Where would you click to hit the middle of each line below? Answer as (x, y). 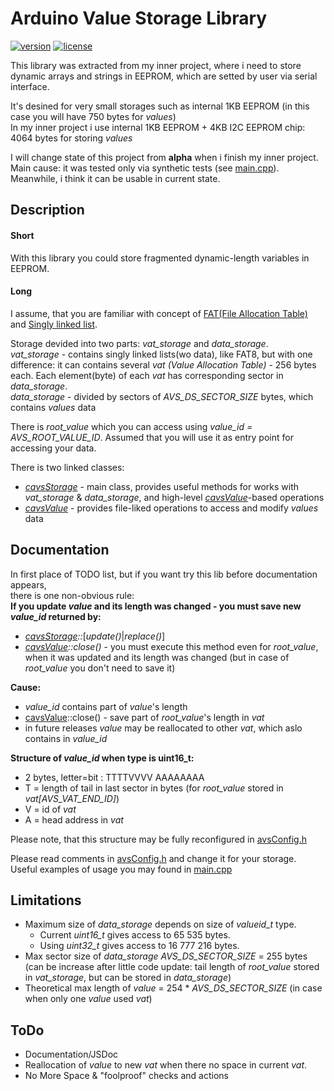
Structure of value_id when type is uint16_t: (102, 758)
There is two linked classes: (67, 467)
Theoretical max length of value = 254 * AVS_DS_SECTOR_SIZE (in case (173, 988)
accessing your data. (53, 448)
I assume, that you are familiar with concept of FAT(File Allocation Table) (159, 313)
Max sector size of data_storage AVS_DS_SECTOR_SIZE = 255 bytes (166, 956)
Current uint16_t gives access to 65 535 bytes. (135, 935)
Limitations (46, 900)
